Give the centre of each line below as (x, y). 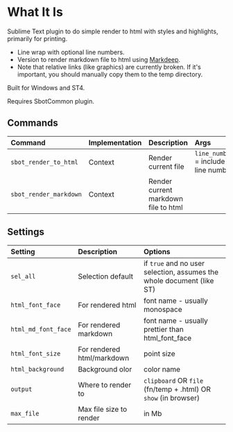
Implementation (115, 142)
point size (159, 354)
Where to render (105, 385)
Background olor (105, 369)
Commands (33, 123)
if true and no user (174, 263)
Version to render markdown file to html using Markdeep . (99, 59)
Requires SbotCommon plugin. (51, 101)
